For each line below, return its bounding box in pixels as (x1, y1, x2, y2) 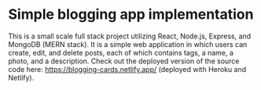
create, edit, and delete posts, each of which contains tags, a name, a (8, 48, 234, 57)
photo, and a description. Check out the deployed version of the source (8, 56, 240, 66)
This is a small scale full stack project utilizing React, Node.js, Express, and (8, 31, 252, 41)
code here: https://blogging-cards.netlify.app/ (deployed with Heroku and (8, 64, 246, 74)
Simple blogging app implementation (8, 5, 254, 23)
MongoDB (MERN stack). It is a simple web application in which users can (8, 39, 248, 49)
